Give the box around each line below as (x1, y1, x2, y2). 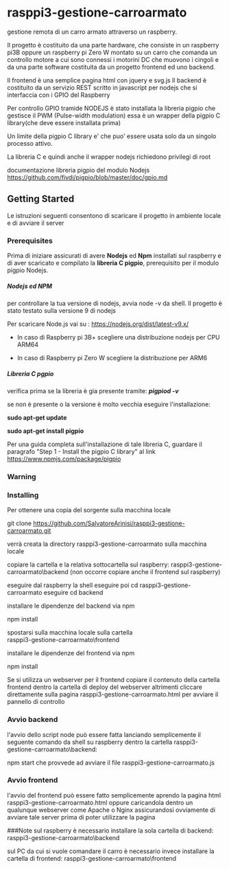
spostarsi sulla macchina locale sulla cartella (7, 628, 133, 637)
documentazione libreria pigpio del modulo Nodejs (7, 166, 150, 174)
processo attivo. (7, 139, 53, 147)
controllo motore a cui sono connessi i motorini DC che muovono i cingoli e (7, 55, 219, 63)
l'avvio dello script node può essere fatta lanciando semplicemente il (7, 730, 201, 738)
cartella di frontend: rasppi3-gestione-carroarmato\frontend (7, 854, 177, 862)
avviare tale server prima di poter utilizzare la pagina (7, 813, 156, 821)
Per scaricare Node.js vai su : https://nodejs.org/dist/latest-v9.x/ (7, 320, 189, 328)
